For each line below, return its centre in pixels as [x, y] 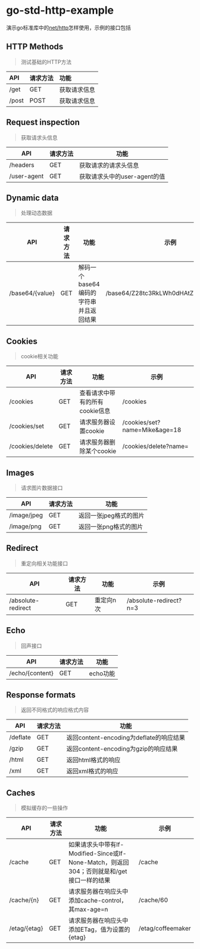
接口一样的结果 [89, 880]
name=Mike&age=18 [152, 430]
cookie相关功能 [39, 356]
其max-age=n [88, 910]
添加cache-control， [98, 901]
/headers [22, 165]
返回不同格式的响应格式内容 [55, 710]
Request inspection [43, 122]
